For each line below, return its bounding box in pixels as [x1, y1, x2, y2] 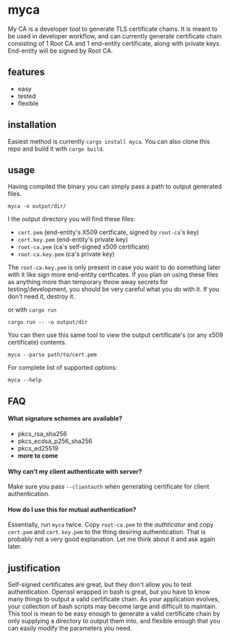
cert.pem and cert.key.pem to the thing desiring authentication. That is [8, 528, 206, 536]
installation [8, 119, 57, 131]
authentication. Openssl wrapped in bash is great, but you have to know [8, 588, 211, 596]
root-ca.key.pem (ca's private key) [17, 250, 115, 258]
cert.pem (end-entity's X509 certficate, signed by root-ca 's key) [17, 228, 199, 236]
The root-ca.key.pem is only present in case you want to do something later [8, 263, 221, 272]
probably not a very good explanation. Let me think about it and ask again [8, 535, 216, 543]
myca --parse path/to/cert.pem [8, 351, 97, 358]
